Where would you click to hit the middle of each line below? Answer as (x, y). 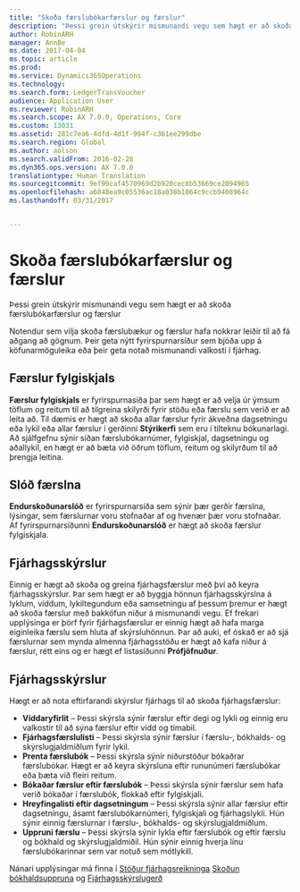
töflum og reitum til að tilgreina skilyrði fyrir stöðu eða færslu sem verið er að (150, 409)
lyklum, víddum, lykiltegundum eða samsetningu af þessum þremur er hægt (148, 604)
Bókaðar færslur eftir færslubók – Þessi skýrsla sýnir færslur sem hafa (153, 785)
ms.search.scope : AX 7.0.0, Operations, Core (95, 117)
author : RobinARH (42, 34)
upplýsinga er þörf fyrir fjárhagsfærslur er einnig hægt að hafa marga (137, 623)
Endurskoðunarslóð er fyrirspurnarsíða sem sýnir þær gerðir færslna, (137, 506)
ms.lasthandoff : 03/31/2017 (62, 201)
